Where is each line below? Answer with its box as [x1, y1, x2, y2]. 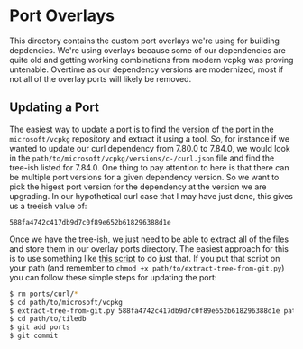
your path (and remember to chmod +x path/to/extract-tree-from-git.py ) [9, 262, 285, 273]
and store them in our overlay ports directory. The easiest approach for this [9, 243, 289, 253]
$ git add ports [9, 323, 70, 332]
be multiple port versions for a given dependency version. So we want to [9, 171, 280, 182]
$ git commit [9, 331, 59, 341]
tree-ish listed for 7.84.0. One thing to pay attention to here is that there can [9, 161, 289, 172]
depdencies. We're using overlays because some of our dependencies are [9, 44, 286, 55]
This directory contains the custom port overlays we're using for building [9, 35, 280, 46]
